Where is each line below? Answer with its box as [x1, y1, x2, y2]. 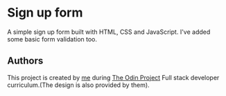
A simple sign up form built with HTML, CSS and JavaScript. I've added [7, 28, 211, 36]
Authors [7, 55, 44, 67]
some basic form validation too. [7, 35, 98, 43]
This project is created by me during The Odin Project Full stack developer [7, 73, 220, 81]
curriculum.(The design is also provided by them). [7, 81, 150, 89]
